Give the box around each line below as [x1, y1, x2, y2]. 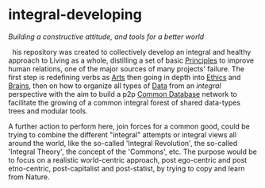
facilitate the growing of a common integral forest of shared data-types [8, 98, 240, 107]
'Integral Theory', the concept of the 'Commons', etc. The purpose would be [8, 147, 258, 156]
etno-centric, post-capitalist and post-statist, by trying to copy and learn [8, 163, 245, 173]
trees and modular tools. [8, 106, 88, 116]
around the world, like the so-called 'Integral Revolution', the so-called [8, 138, 238, 148]
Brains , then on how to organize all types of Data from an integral [8, 81, 221, 90]
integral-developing [8, 6, 143, 24]
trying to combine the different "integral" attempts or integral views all [8, 129, 236, 140]
